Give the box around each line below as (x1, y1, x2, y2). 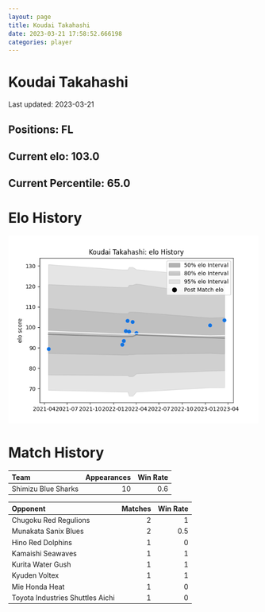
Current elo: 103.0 (8, 150, 100, 163)
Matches (121, 504, 152, 513)
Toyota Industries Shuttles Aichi (11, 593, 115, 602)
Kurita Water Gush (11, 559, 71, 569)
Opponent (11, 504, 46, 513)
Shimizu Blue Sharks (11, 484, 79, 493)
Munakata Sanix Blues (11, 526, 85, 536)
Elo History (8, 209, 83, 227)
